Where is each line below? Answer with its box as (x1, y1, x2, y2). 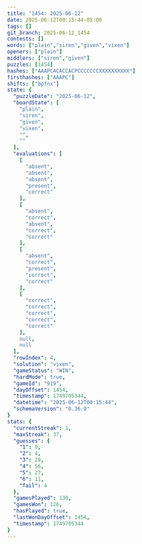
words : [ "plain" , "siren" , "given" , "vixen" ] (7, 42, 130, 49)
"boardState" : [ (13, 99, 59, 106)
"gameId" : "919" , (13, 380, 63, 387)
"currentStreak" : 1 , (13, 425, 72, 431)
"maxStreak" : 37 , (13, 431, 63, 438)
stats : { (7, 418, 32, 425)
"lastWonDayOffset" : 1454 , (13, 514, 90, 521)
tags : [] (7, 23, 32, 29)
